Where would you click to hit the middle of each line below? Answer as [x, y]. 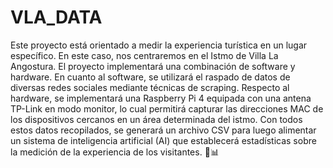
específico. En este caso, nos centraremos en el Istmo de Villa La [144, 55]
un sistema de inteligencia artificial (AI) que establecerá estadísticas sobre [163, 140]
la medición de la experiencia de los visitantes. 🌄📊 [115, 152]
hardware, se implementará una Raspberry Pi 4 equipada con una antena [161, 98]
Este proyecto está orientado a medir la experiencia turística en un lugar [159, 45]
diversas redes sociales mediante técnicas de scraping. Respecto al [150, 87]
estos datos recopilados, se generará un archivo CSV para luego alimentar [163, 130]
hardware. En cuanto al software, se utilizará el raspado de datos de [150, 77]
